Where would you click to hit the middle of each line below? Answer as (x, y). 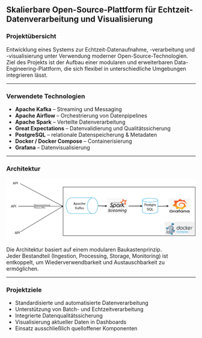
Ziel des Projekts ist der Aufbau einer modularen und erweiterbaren (90, 62)
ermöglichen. (23, 269)
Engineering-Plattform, (35, 68)
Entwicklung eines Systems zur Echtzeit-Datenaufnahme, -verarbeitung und (101, 49)
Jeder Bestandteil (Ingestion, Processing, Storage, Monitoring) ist (87, 256)
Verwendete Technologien (46, 96)
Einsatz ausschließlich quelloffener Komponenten (76, 328)
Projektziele (24, 290)
